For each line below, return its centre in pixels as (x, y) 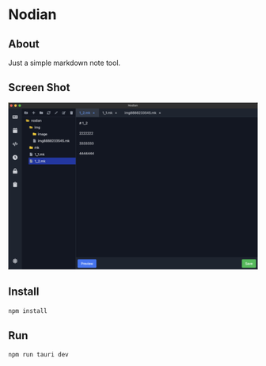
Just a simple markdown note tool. (65, 63)
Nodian (32, 15)
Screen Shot (39, 88)
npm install (28, 311)
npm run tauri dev (38, 355)
